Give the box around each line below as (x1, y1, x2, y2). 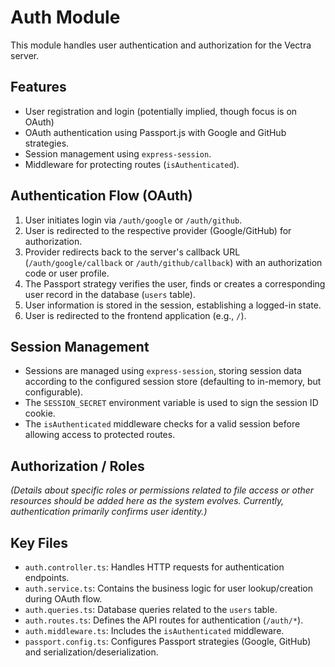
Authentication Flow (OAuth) (10, 187, 193, 205)
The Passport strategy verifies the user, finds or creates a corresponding (24, 277, 326, 290)
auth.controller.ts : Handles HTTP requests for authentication (24, 561, 285, 573)
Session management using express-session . (24, 147, 212, 160)
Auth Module (10, 6, 121, 29)
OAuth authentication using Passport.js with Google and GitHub (24, 126, 287, 138)
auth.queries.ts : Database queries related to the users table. (24, 604, 278, 615)
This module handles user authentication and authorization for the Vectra (10, 39, 312, 51)
